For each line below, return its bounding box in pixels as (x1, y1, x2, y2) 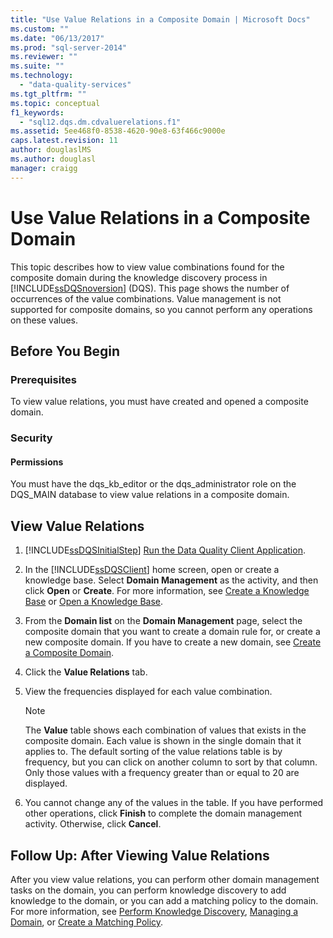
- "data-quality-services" (19, 80, 132, 90)
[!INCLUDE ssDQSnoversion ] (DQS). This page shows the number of (10, 282, 290, 294)
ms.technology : (10, 71, 74, 81)
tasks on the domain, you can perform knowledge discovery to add (10, 884, 287, 896)
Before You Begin (10, 342, 121, 360)
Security (10, 431, 53, 445)
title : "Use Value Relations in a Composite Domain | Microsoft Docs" (10, 14, 311, 25)
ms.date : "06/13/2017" (10, 33, 105, 43)
